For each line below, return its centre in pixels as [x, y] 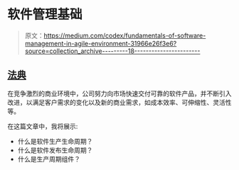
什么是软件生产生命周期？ [55, 141]
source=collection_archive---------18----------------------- [112, 51]
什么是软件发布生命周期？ [55, 150]
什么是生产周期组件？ [49, 159]
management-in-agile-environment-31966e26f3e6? [101, 43]
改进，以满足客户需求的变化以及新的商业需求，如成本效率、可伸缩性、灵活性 [119, 102]
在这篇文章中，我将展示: [43, 126]
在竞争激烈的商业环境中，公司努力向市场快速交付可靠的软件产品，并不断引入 [119, 93]
